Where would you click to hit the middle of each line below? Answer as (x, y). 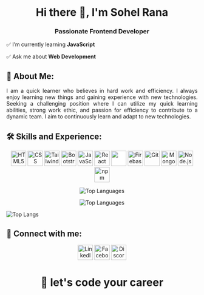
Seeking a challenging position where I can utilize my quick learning (102, 104)
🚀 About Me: (30, 76)
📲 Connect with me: (44, 233)
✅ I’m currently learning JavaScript (51, 44)
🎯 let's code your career (102, 283)
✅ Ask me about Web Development (51, 56)
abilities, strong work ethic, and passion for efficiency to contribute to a (102, 110)
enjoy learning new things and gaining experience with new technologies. (102, 97)
